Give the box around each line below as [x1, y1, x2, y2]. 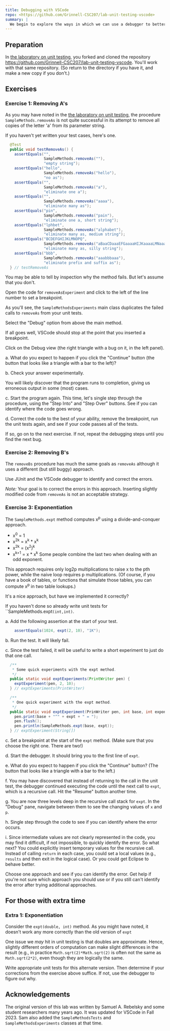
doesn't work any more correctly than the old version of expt [5, 928, 132, 935]
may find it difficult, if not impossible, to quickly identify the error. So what [5, 839, 159, 846]
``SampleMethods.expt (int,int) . [5, 608, 74, 614]
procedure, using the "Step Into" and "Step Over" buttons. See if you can [5, 400, 158, 407]
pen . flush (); [14, 718, 42, 724]
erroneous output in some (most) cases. [5, 385, 89, 391]
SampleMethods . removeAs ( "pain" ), [44, 213, 114, 218]
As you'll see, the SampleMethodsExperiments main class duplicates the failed [5, 304, 163, 310]
